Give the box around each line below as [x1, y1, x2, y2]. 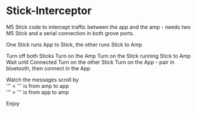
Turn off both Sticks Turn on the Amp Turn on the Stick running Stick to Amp [6, 52, 191, 59]
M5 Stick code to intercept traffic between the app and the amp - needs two [6, 23, 191, 30]
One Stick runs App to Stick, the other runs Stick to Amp [6, 41, 142, 48]
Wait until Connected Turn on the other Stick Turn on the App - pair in [6, 59, 175, 66]
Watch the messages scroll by [6, 76, 79, 83]
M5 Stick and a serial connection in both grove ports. [6, 29, 135, 36]
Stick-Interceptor [6, 4, 92, 18]
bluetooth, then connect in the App [6, 64, 91, 71]
